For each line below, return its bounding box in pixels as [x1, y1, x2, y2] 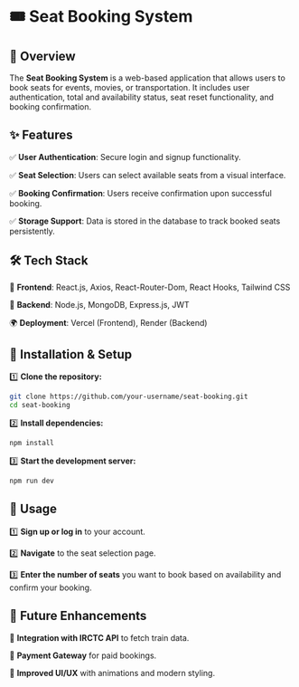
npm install [9, 439, 54, 448]
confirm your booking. [9, 582, 92, 593]
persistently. [9, 225, 56, 236]
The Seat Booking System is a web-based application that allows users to [9, 72, 286, 83]
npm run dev [9, 476, 54, 486]
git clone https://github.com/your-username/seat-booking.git [9, 392, 248, 402]
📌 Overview [9, 48, 76, 63]
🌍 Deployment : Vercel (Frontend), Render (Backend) [9, 317, 208, 328]
